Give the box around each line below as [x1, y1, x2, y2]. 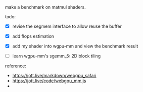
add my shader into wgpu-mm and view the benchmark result [12, 43, 139, 49]
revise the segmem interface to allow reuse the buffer [12, 23, 122, 29]
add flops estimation [12, 33, 54, 39]
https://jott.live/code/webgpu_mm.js [12, 78, 87, 84]
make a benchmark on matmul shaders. [5, 4, 86, 10]
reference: [5, 63, 26, 69]
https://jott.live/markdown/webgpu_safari [12, 73, 96, 79]
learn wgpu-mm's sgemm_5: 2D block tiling [12, 53, 101, 59]
